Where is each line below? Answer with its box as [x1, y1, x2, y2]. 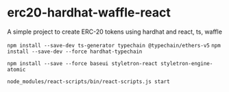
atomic [7, 66, 26, 73]
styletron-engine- [160, 60, 213, 67]
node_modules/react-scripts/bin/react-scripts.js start [7, 78, 170, 85]
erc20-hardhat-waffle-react [7, 5, 171, 21]
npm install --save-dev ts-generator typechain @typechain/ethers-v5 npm [7, 42, 221, 49]
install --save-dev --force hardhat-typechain [7, 48, 143, 55]
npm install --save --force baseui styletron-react [7, 60, 158, 67]
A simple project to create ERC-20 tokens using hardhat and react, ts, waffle [7, 27, 223, 36]
